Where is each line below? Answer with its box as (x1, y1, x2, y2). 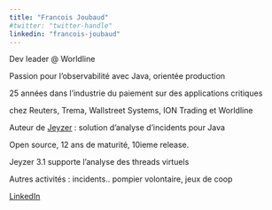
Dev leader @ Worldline (9, 54, 96, 65)
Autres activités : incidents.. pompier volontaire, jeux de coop (9, 174, 233, 184)
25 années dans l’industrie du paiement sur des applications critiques (9, 88, 263, 98)
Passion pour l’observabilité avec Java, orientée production (9, 71, 226, 82)
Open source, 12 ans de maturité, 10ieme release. (9, 139, 190, 151)
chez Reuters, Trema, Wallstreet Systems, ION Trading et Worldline (9, 105, 253, 116)
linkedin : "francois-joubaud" (9, 29, 121, 38)
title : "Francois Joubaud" (9, 12, 109, 22)
